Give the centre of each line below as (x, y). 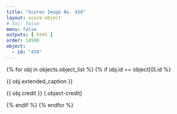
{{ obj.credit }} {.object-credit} (44, 93)
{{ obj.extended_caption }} (40, 81)
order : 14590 (23, 40)
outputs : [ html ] (30, 35)
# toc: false (23, 23)
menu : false (21, 29)
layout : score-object (34, 18)
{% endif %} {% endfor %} (40, 105)
